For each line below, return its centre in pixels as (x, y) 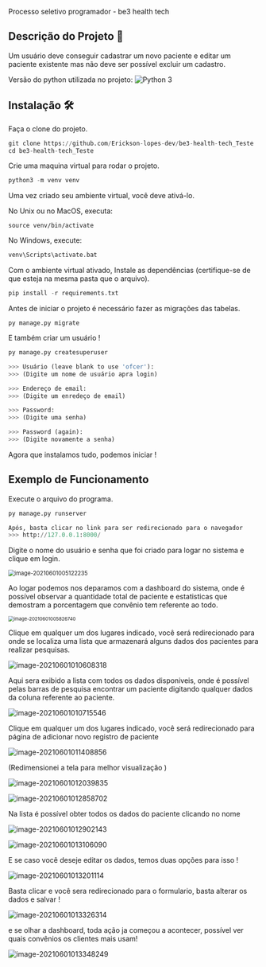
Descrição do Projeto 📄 (66, 36)
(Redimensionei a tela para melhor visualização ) (88, 768)
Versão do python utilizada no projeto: (71, 80)
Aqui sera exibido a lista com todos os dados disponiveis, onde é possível (129, 680)
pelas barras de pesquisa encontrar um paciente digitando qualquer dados (131, 689)
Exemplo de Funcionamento (79, 480)
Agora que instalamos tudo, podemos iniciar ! (83, 454)
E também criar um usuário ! (54, 338)
